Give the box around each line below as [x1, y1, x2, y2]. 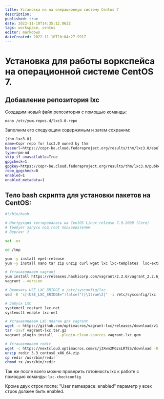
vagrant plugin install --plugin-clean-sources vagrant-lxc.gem [5, 333, 141, 338]
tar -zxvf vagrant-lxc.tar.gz [5, 328, 67, 333]
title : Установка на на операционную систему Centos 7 [5, 7, 119, 12]
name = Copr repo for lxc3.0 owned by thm [5, 141, 89, 146]
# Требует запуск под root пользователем [5, 225, 91, 230]
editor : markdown [5, 30, 41, 35]
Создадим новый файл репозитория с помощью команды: [5, 109, 127, 115]
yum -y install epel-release [5, 256, 64, 261]
